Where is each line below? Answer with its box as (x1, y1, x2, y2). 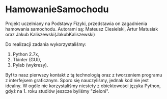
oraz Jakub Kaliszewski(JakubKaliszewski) (5, 31, 95, 37)
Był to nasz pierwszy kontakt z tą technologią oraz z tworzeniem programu (5, 71, 162, 78)
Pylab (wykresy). (12, 62, 48, 68)
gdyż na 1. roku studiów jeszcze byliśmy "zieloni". (5, 88, 109, 94)
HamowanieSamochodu (5, 4, 109, 15)
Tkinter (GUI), (12, 56, 42, 62)
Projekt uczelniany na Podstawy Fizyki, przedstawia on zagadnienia (5, 20, 148, 27)
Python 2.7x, (12, 51, 40, 57)
